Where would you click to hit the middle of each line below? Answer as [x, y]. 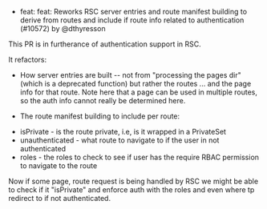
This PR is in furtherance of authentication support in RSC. [105, 44]
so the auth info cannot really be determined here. [103, 100]
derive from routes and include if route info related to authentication [132, 20]
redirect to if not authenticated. [59, 198]
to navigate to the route [59, 166]
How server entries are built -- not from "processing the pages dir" [131, 75]
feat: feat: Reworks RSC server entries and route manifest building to [133, 12]
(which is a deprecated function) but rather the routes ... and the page [136, 84]
